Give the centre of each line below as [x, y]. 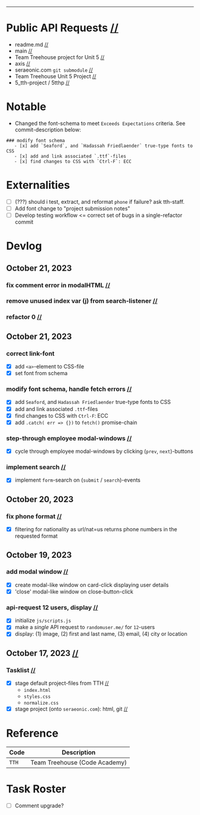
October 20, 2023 [40, 499]
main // [24, 51]
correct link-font [30, 353]
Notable [26, 107]
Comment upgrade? [39, 806]
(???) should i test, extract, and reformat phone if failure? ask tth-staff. [99, 201]
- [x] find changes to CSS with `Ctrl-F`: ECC [73, 161]
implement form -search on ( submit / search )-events [78, 480]
